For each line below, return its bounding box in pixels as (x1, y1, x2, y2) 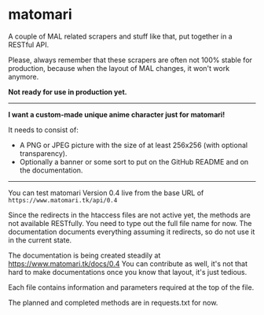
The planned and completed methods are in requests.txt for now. (8, 298, 218, 307)
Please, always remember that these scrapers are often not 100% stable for (8, 55, 253, 65)
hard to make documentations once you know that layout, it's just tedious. (8, 267, 247, 276)
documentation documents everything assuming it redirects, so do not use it (8, 227, 255, 236)
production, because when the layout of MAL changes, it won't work (8, 63, 230, 72)
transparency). (19, 148, 68, 158)
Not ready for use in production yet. (8, 87, 127, 96)
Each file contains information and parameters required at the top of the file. (8, 282, 255, 292)
